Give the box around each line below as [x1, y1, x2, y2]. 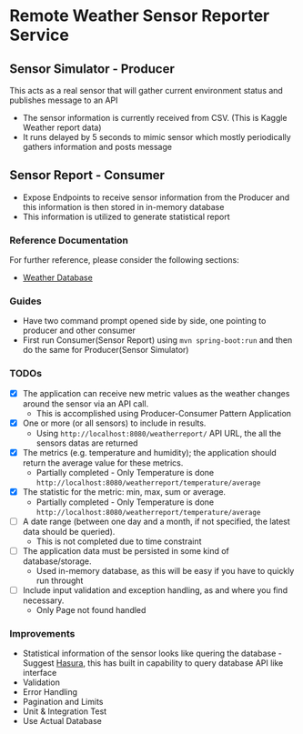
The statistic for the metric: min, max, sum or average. [22, 486, 226, 497]
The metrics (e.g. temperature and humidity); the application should [22, 447, 278, 457]
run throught [35, 575, 84, 587]
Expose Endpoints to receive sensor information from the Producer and [22, 192, 290, 203]
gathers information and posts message [22, 142, 173, 152]
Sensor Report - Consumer [9, 167, 166, 183]
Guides [9, 295, 43, 307]
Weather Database [22, 272, 93, 283]
